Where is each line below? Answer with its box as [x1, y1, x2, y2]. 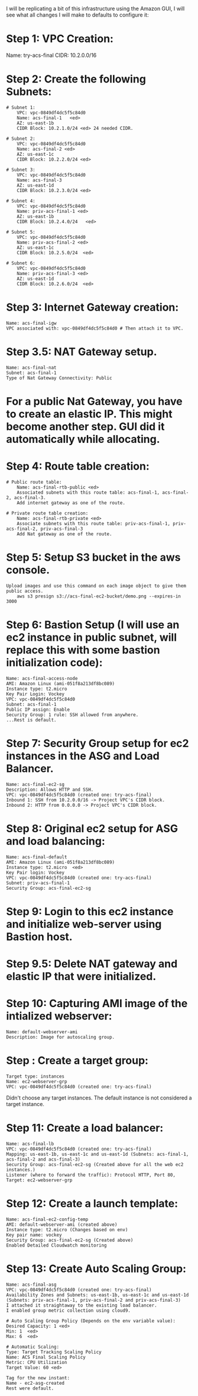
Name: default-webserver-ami [6, 1028, 78, 1035]
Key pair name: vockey [6, 1232, 62, 1238]
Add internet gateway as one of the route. [17, 500, 126, 506]
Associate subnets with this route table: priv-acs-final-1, [17, 520, 170, 526]
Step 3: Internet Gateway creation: [6, 301, 179, 314]
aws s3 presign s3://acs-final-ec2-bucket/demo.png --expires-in [17, 593, 181, 599]
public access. [6, 588, 44, 594]
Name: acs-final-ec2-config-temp [6, 1216, 89, 1222]
